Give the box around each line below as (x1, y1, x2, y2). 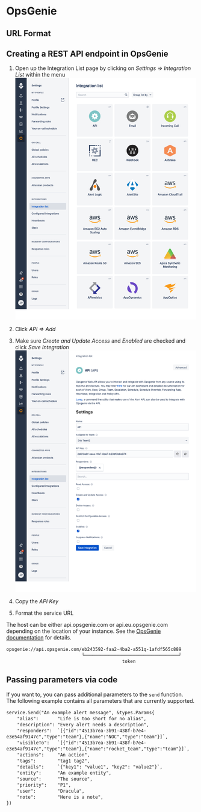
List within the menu (14, 71, 66, 78)
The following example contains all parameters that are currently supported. (6, 697, 195, 704)
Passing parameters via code (6, 674, 118, 685)
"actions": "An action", (17, 752, 90, 758)
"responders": (17, 728, 52, 734)
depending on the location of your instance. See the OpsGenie (6, 627, 161, 635)
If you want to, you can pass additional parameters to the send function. (6, 691, 184, 698)
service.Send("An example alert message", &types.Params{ (6, 709, 155, 715)
